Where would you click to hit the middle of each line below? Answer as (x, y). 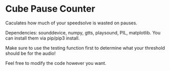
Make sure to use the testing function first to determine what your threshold (85, 48)
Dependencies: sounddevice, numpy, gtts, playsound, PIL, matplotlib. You (83, 32)
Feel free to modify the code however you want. (56, 63)
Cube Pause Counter (50, 9)
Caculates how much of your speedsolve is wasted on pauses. (71, 23)
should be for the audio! (30, 53)
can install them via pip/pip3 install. (42, 38)
